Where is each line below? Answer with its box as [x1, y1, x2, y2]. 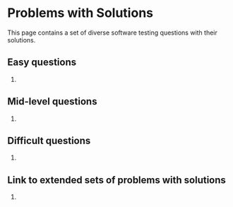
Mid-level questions [7, 95, 97, 107]
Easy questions [7, 57, 77, 69]
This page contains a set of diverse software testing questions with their [7, 28, 217, 37]
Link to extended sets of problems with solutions [7, 174, 226, 186]
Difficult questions [7, 134, 91, 146]
